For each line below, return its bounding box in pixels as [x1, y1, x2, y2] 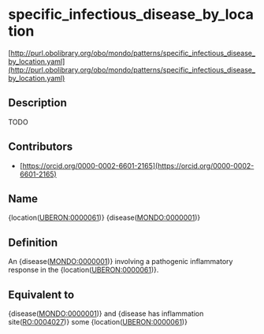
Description [8, 96, 67, 109]
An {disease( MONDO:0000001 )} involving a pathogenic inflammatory [8, 257, 233, 266]
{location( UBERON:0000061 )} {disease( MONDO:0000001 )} [8, 213, 201, 222]
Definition [8, 236, 58, 249]
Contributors [8, 140, 73, 154]
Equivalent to [8, 288, 75, 301]
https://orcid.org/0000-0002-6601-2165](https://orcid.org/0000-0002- [22, 161, 255, 170]
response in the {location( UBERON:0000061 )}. [8, 265, 159, 275]
